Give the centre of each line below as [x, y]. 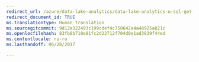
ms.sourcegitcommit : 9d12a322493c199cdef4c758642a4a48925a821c [86, 28]
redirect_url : [24, 12]
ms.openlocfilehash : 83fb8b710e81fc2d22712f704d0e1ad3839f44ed [86, 34]
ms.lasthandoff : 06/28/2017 [41, 45]
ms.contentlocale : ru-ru [37, 39]
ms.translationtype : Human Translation [55, 22]
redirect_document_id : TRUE [41, 17]
